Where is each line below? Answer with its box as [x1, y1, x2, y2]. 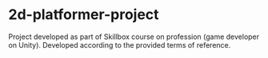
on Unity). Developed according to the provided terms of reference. [8, 40, 231, 49]
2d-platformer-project [8, 6, 159, 24]
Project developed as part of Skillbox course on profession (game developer [8, 32, 260, 41]
